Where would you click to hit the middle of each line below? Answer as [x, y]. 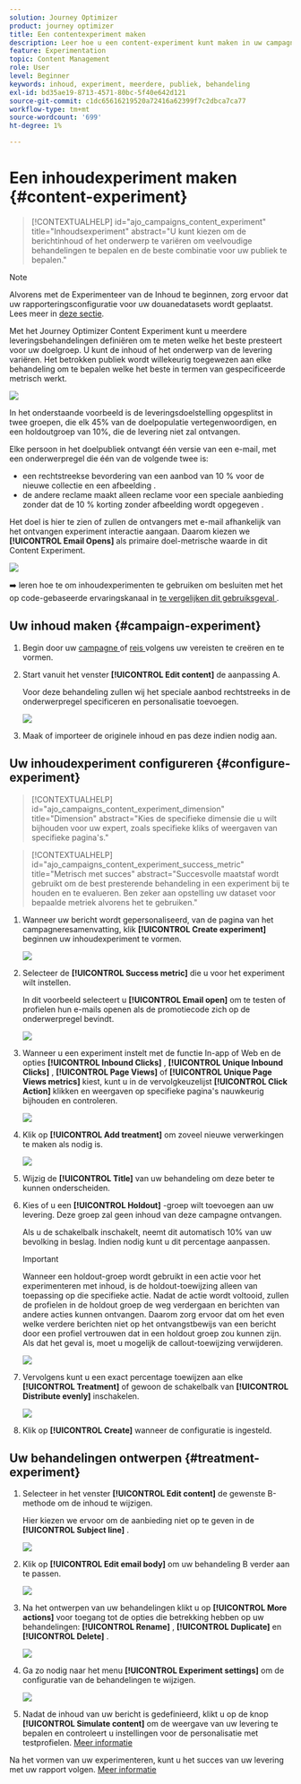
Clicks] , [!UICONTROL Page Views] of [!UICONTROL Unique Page [147, 1072]
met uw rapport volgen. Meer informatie [83, 1770]
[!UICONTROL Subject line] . [76, 1530]
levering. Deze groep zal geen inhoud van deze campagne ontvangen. [152, 1214]
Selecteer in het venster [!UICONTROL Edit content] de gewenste [144, 1494]
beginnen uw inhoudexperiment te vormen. [102, 939]
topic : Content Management [60, 59]
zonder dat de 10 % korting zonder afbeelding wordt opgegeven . [143, 504]
